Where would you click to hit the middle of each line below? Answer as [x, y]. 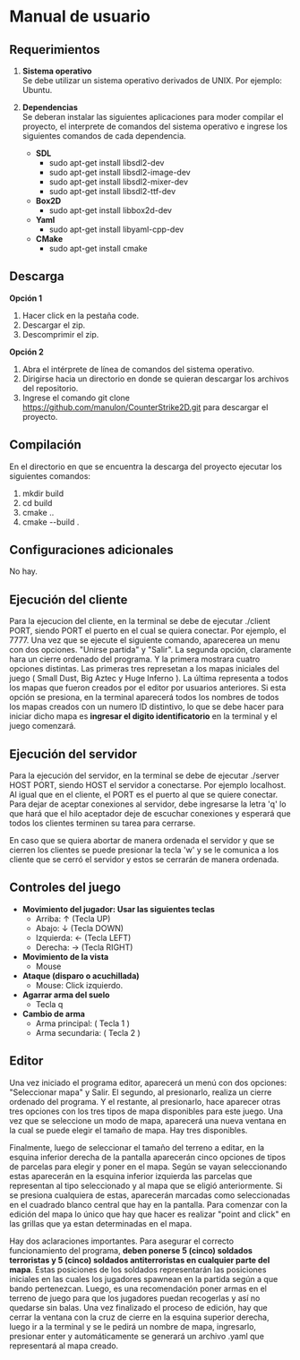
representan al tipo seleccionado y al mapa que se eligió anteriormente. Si [146, 1185]
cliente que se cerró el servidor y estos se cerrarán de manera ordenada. [144, 860]
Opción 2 [27, 352]
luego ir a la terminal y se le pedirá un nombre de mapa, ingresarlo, [133, 1326]
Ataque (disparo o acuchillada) [81, 975]
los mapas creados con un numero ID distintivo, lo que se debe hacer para [147, 707]
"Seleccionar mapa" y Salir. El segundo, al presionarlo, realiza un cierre [141, 1092]
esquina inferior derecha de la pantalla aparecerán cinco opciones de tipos [148, 1157]
